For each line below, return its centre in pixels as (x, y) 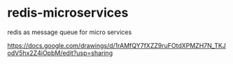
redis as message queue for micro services (70, 32)
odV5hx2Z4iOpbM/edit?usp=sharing (60, 53)
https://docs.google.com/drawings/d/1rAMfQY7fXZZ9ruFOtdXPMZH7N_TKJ (116, 45)
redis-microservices (68, 13)
